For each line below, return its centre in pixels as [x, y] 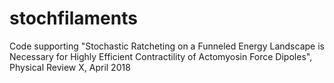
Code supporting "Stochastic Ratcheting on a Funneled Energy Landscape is [167, 46]
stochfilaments [73, 18]
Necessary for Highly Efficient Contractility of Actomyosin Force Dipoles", [161, 56]
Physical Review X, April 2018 [70, 67]
